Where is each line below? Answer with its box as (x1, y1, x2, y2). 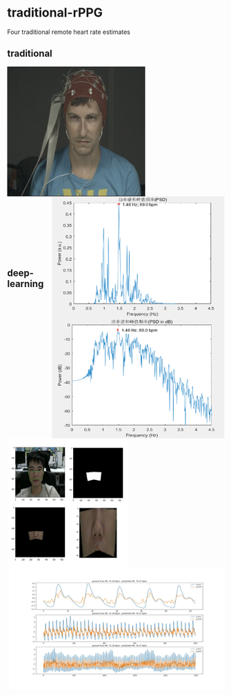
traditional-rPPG (7, 5, 103, 21)
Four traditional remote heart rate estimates (7, 28, 131, 36)
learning (7, 278, 44, 290)
